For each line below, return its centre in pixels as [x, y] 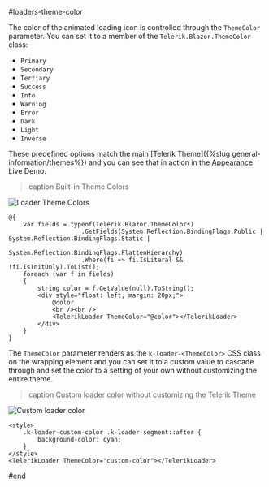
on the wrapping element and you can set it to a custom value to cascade [131, 362]
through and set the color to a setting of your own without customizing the [133, 370]
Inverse [33, 139]
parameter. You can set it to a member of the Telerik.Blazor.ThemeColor [130, 36]
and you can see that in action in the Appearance [171, 162]
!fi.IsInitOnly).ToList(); [54, 267]
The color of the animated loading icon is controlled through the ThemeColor [134, 27]
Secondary [37, 70]
